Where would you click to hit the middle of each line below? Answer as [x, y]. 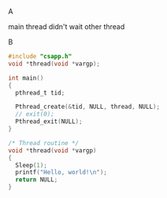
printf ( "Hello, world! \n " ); [61, 173]
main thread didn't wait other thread [67, 26]
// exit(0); [35, 114]
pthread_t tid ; [40, 93]
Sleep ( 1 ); [31, 165]
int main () [26, 78]
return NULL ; [37, 180]
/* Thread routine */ [44, 143]
